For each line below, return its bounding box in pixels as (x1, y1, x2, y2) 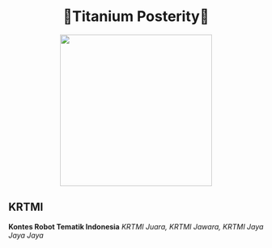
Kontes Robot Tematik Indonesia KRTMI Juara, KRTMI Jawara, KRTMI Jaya (8, 221, 264, 231)
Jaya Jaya (8, 230, 45, 240)
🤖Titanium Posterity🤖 (62, 7, 210, 26)
